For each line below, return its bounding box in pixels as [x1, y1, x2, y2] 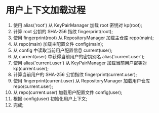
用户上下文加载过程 [6, 5, 86, 16]
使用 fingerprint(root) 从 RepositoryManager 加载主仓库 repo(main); [13, 35, 154, 41]
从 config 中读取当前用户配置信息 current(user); [13, 47, 113, 53]
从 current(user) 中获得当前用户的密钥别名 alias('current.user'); [13, 53, 145, 59]
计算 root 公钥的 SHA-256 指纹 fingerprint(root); [13, 28, 113, 34]
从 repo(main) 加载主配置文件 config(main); [13, 41, 103, 47]
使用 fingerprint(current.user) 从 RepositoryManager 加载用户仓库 [13, 77, 150, 83]
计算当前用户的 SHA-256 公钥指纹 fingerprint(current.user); [13, 71, 137, 77]
